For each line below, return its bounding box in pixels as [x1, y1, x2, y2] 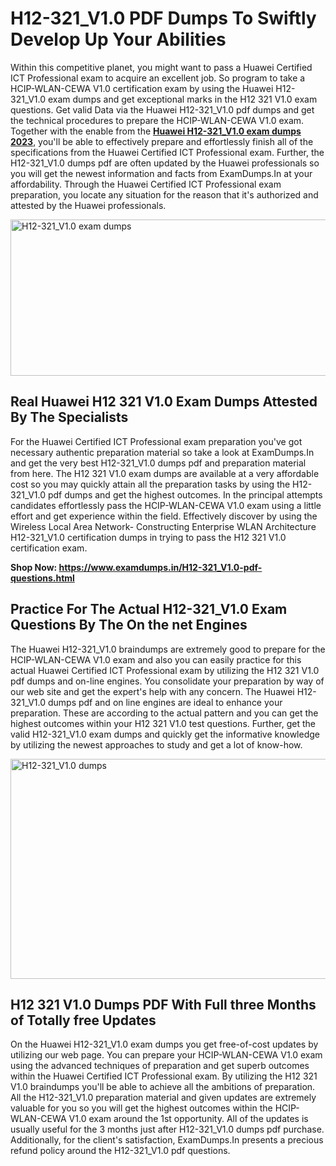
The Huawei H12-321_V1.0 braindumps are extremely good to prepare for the [10, 643, 326, 655]
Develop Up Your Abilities [10, 28, 227, 51]
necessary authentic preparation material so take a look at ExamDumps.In [10, 446, 315, 458]
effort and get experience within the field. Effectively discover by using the [10, 510, 318, 522]
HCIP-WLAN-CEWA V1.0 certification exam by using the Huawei [10, 82, 274, 94]
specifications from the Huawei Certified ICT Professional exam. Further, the [10, 146, 325, 158]
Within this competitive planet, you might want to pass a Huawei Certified [10, 61, 313, 73]
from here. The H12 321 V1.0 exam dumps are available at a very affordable [10, 467, 320, 479]
